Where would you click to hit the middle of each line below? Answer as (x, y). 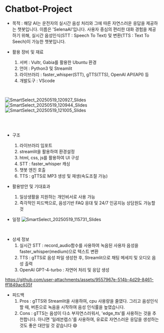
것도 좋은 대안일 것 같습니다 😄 (48, 325)
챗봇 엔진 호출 (32, 170)
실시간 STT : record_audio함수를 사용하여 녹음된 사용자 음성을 (79, 245)
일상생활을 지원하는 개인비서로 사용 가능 (57, 197)
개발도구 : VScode (37, 80)
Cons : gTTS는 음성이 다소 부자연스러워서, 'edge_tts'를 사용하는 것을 (85, 313)
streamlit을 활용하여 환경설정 (47, 151)
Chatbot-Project (39, 9)
